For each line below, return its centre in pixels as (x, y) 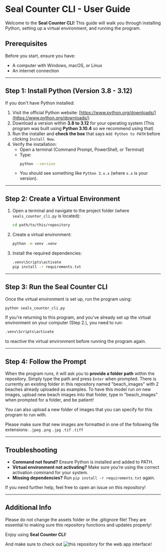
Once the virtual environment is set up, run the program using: (68, 299)
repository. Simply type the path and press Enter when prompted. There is (81, 379)
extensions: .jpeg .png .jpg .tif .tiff (44, 430)
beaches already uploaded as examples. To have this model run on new (78, 389)
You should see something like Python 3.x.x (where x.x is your (84, 173)
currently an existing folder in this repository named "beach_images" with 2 (82, 384)
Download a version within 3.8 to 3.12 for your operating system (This (83, 123)
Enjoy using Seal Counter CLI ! (36, 534)
